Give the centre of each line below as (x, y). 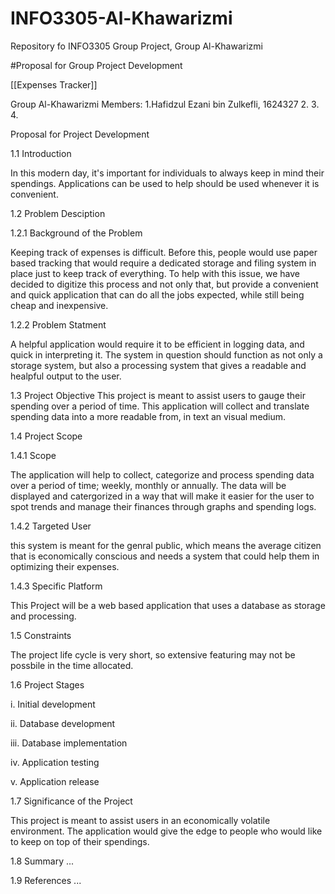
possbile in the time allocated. (72, 665)
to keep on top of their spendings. (80, 841)
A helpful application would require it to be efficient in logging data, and (157, 344)
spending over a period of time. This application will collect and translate (160, 406)
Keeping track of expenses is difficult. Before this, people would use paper (164, 252)
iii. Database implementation (69, 743)
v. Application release (55, 781)
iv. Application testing (55, 762)
